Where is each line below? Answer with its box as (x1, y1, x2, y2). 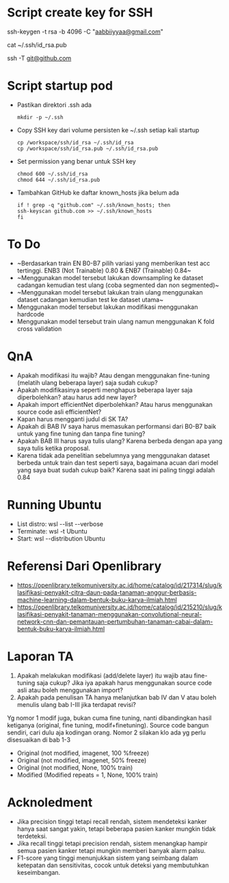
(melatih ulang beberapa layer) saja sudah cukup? (16, 378, 159, 386)
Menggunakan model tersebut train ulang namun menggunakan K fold (16, 317, 215, 325)
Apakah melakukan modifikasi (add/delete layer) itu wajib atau (16, 671, 193, 680)
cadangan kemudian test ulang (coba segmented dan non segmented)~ (16, 281, 219, 289)
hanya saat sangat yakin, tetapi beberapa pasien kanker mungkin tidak (16, 824, 216, 833)
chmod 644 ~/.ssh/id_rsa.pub (16, 176, 100, 183)
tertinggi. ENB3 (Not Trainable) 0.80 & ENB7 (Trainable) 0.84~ (16, 266, 191, 275)
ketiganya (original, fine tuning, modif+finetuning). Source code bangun (7, 721, 209, 729)
